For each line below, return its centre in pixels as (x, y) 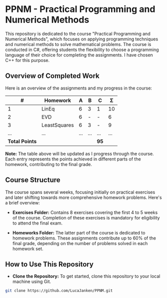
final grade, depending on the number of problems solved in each (80, 243)
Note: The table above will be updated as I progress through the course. (79, 153)
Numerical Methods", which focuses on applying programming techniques (82, 39)
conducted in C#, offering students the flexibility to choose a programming (82, 49)
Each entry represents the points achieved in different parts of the (73, 159)
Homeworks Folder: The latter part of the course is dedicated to (79, 232)
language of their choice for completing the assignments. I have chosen (79, 55)
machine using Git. (32, 281)
